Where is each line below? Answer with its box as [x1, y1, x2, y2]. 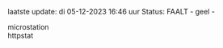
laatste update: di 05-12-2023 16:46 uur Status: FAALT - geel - [7, 7, 216, 16]
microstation [7, 22, 49, 31]
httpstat [7, 31, 34, 40]
